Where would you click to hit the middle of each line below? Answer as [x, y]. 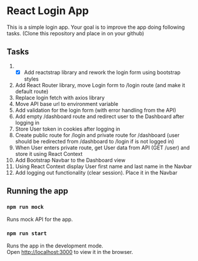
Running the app [37, 191]
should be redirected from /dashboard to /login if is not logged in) [95, 141]
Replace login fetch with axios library [60, 98]
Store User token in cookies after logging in [68, 129]
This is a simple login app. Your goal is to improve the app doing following [96, 27]
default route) [32, 91]
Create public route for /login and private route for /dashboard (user [97, 135]
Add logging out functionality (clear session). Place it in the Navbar [96, 172]
